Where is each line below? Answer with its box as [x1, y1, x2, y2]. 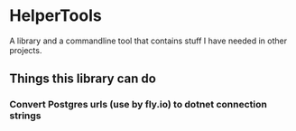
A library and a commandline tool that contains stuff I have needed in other [9, 35, 288, 46]
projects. [9, 44, 42, 55]
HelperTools [9, 5, 102, 26]
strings [9, 109, 42, 122]
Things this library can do [9, 71, 156, 87]
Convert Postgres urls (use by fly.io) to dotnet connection [9, 98, 268, 111]
